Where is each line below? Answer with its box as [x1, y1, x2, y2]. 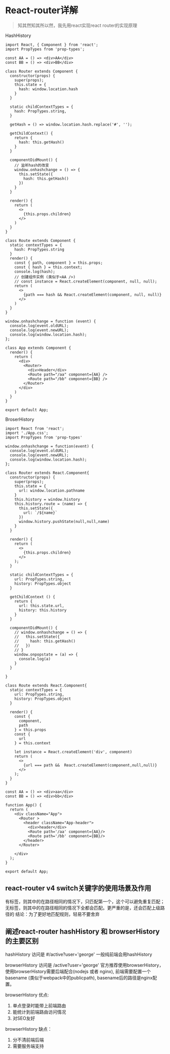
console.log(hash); [14, 269, 56, 274]
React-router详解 [5, 5, 78, 16]
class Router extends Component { [5, 69, 78, 74]
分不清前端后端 [12, 1036, 44, 1043]
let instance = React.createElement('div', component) [14, 749, 133, 754]
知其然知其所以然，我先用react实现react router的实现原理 [17, 22, 138, 28]
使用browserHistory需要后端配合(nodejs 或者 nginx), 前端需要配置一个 [5, 968, 151, 975]
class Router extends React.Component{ [5, 470, 90, 475]
